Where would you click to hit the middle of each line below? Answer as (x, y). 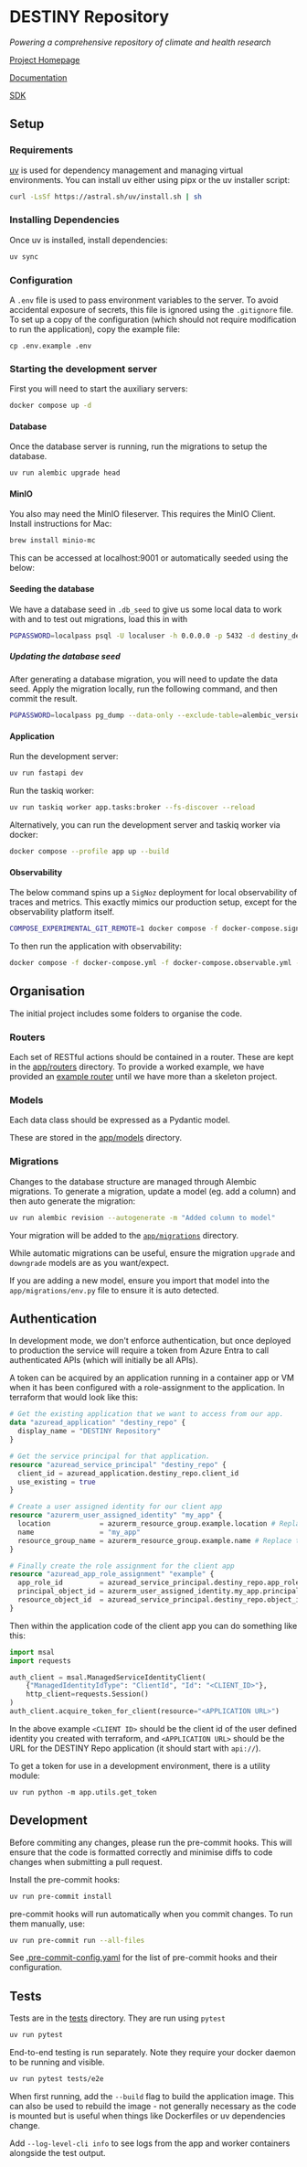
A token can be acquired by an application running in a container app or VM (152, 1378)
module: (25, 1775)
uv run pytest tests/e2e (57, 2079)
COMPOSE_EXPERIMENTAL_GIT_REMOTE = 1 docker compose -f (114, 929)
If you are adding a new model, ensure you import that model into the (139, 1280)
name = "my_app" (79, 1532)
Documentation (38, 77)
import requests (40, 1661)
